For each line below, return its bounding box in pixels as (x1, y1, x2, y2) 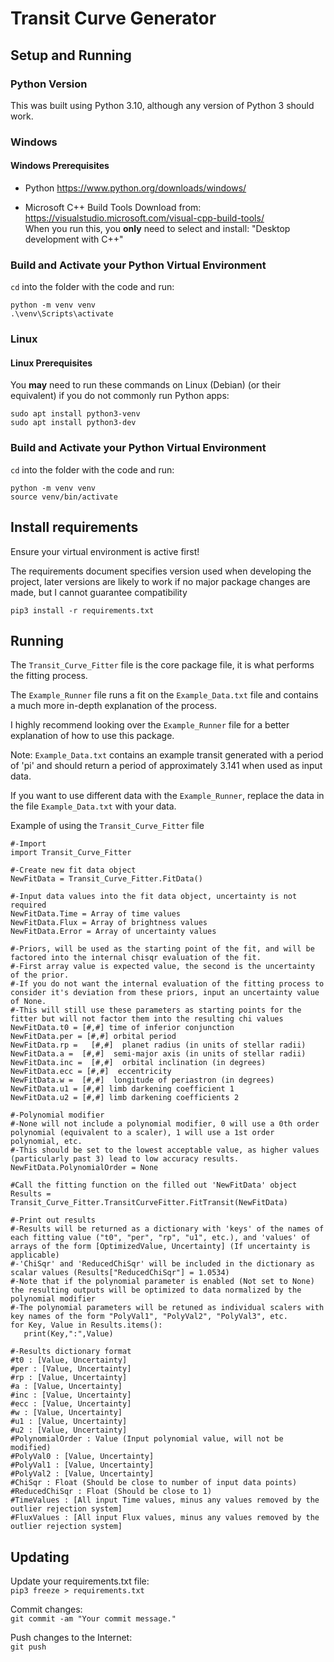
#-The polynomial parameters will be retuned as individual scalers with (10, 1303, 325, 1313)
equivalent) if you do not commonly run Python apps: (10, 390, 230, 402)
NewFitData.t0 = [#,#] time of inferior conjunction (10, 1023, 235, 1033)
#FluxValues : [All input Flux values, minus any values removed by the (10, 1513, 320, 1523)
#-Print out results (10, 1215, 97, 1226)
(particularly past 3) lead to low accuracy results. (10, 1154, 240, 1164)
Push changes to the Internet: (10, 1632, 133, 1644)
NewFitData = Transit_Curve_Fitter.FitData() (10, 874, 203, 884)
